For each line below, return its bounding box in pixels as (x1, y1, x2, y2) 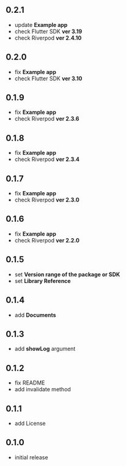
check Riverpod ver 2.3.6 (14, 115, 80, 122)
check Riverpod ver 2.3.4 (14, 156, 80, 163)
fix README (14, 379, 45, 386)
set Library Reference (14, 277, 71, 284)
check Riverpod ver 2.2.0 (14, 236, 80, 244)
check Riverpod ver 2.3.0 (14, 196, 80, 204)
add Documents (14, 311, 56, 318)
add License (14, 419, 46, 427)
